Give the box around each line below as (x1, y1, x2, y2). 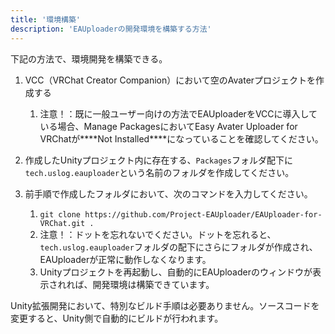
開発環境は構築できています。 (92, 278, 215, 290)
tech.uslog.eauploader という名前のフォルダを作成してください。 (24, 166, 295, 178)
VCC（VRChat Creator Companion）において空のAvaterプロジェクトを (24, 74, 317, 86)
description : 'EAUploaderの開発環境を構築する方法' (10, 24, 212, 34)
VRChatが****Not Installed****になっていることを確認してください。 (39, 132, 324, 145)
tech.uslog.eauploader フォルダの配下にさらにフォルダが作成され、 (39, 241, 318, 253)
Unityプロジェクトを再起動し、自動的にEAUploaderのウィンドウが (39, 266, 313, 278)
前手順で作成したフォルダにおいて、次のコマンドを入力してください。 (24, 187, 313, 200)
